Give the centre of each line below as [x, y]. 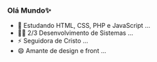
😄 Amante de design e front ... [62, 51]
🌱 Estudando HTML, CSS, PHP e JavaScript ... [84, 26]
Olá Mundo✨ [29, 10]
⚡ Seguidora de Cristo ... [53, 41]
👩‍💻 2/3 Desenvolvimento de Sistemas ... [75, 33]
